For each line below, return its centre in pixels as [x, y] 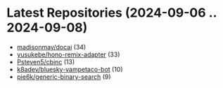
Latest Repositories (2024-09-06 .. [112, 13]
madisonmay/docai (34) [51, 47]
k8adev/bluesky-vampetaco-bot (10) [70, 69]
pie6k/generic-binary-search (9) [64, 76]
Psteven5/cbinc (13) [46, 61]
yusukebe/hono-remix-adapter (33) [68, 54]
